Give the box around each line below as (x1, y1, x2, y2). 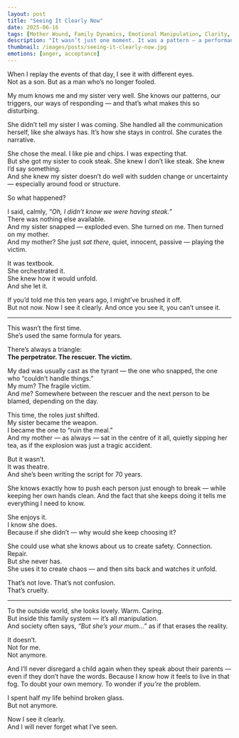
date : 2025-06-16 (7, 24, 59, 31)
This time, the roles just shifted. (7, 410, 100, 419)
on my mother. (7, 230, 50, 238)
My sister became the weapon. (7, 418, 98, 427)
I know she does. (7, 520, 58, 529)
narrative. (7, 135, 36, 143)
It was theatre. (7, 462, 50, 471)
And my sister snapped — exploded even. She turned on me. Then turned (7, 222, 224, 231)
